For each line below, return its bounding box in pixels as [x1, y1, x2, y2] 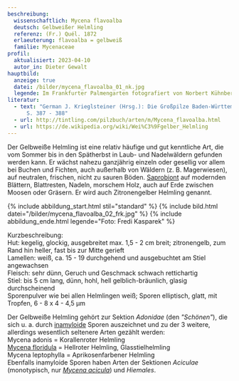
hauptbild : [7, 70, 40, 77]
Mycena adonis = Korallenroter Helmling [7, 335, 126, 344]
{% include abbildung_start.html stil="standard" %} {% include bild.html [7, 202, 218, 210]
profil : [7, 51, 31, 58]
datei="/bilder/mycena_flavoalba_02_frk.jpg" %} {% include [7, 209, 182, 218]
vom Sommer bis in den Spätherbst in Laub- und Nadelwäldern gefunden [7, 150, 223, 159]
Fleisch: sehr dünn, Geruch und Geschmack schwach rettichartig [7, 268, 198, 277]
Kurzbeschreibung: [7, 231, 63, 239]
